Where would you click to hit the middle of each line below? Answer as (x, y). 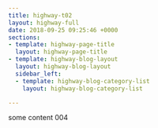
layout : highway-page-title (62, 52)
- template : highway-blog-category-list (83, 81)
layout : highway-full (44, 23)
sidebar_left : (38, 74)
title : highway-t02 (40, 15)
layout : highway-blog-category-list (83, 88)
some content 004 (38, 118)
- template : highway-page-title (61, 45)
